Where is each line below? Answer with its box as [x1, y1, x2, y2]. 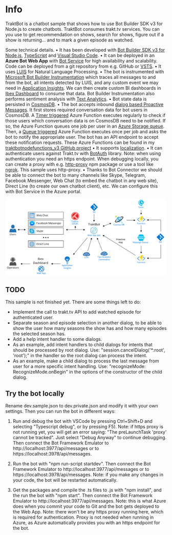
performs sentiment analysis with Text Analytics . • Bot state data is [5, 96, 147, 102]
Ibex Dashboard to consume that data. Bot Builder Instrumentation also [5, 90, 155, 96]
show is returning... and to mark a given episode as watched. [5, 37, 134, 43]
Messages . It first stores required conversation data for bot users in [5, 107, 147, 113]
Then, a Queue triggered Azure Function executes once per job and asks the [5, 128, 167, 134]
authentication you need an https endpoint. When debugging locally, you [5, 155, 159, 162]
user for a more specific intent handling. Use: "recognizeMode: [12, 363, 146, 369]
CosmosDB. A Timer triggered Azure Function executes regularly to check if [5, 112, 166, 118]
